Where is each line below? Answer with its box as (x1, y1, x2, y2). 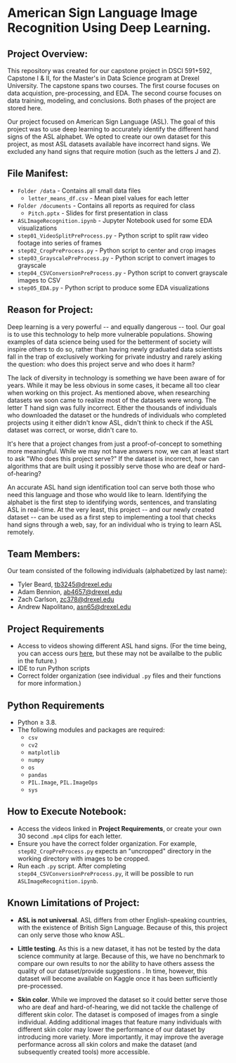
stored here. (7, 104, 43, 112)
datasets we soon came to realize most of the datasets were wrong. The (7, 396, 216, 404)
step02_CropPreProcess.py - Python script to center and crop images (17, 246, 216, 255)
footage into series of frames (17, 238, 102, 247)
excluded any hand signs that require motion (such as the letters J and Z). (7, 148, 221, 155)
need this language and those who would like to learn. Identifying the (7, 490, 207, 498)
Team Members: (7, 548, 81, 560)
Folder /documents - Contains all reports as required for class (17, 201, 195, 210)
